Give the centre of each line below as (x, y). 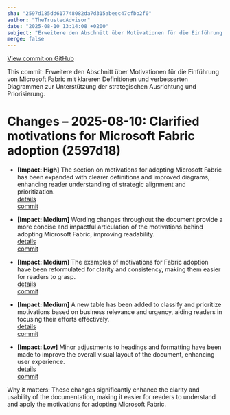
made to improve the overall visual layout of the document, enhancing (116, 355)
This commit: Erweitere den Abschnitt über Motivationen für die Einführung (113, 72)
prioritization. (36, 192)
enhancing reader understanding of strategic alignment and (102, 184)
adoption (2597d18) (64, 151)
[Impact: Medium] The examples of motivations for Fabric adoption (113, 262)
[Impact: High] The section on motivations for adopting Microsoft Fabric (119, 170)
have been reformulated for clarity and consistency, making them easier (119, 269)
